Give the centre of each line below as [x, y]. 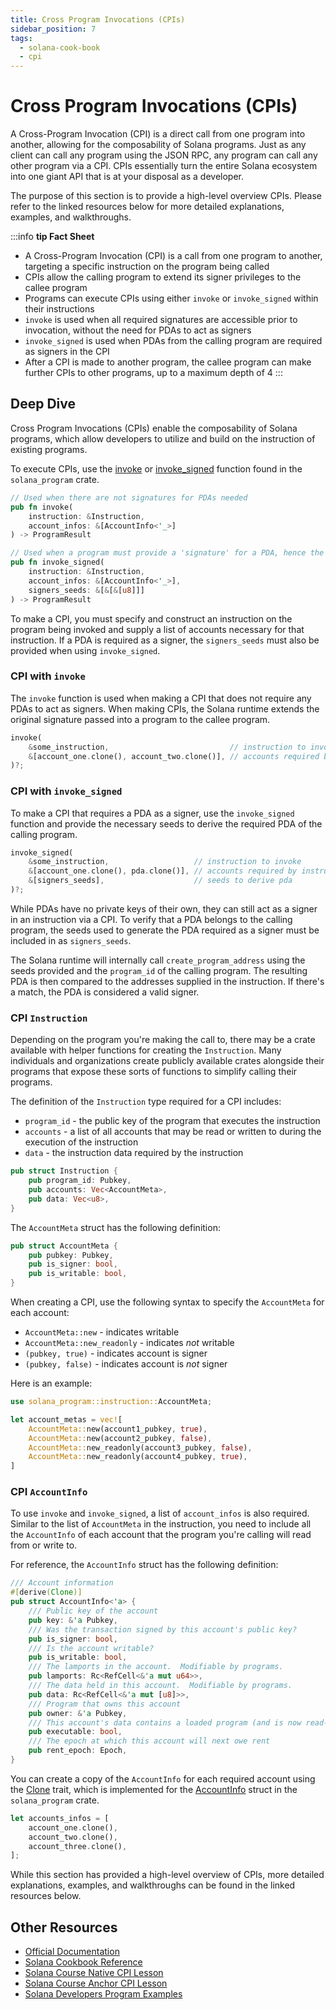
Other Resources [64, 1927]
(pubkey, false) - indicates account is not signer [126, 1364]
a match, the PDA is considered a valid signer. [105, 992]
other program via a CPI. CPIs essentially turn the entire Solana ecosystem [164, 166]
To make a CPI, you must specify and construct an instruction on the [151, 618]
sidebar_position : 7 [53, 29]
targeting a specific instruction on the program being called [147, 267]
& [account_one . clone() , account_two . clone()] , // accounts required [174, 756]
